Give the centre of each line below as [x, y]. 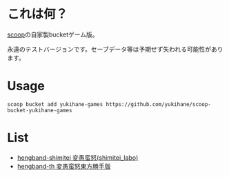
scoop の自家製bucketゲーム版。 [53, 34]
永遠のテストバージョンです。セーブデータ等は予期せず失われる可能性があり [115, 49]
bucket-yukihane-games [40, 110]
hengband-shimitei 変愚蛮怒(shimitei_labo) [78, 157]
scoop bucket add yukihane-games [55, 104]
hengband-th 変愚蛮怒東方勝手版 [64, 166]
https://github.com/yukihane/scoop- [159, 104]
